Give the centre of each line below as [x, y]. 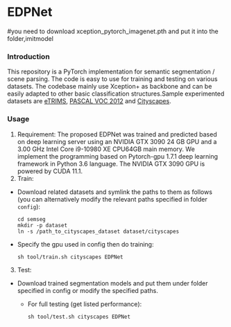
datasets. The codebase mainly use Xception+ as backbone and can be [110, 87]
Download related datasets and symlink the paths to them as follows [115, 192]
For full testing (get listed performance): [85, 304]
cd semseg [32, 219]
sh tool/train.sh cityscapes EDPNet [70, 257]
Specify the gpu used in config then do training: [85, 244]
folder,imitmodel [31, 38]
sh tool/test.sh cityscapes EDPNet [79, 317]
